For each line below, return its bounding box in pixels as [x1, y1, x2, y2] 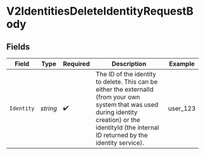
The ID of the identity [95, 70, 157, 78]
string [40, 104, 57, 112]
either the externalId [95, 85, 154, 93]
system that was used [95, 101, 159, 109]
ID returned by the [95, 131, 148, 139]
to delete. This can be [95, 77, 158, 86]
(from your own [95, 93, 140, 101]
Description [112, 60, 146, 68]
